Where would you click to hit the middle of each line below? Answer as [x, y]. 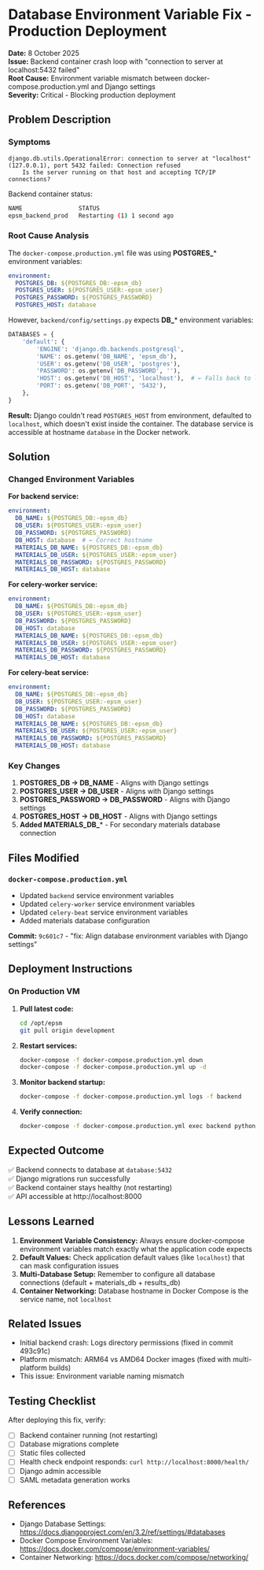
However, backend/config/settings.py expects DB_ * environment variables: [131, 320]
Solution [29, 457]
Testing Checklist [52, 1401]
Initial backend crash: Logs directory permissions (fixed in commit [126, 1343]
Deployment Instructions [70, 969]
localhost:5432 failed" [44, 69]
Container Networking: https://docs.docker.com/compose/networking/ [134, 1557]
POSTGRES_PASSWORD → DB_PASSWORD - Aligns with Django [125, 800]
